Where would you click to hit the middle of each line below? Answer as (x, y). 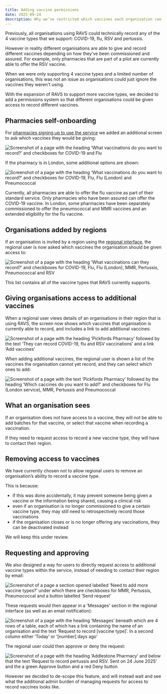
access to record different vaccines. (42, 105)
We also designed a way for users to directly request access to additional (81, 565)
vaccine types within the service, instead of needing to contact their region (82, 570)
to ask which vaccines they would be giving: (51, 138)
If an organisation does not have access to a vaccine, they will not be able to (84, 417)
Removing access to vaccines (52, 459)
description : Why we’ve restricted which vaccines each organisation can (83, 19)
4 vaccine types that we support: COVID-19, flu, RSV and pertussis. (74, 39)
